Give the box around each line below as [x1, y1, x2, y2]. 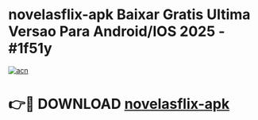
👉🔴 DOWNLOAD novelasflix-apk [8, 95, 230, 113]
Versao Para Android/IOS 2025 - [8, 22, 225, 41]
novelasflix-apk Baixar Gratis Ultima [8, 6, 251, 24]
